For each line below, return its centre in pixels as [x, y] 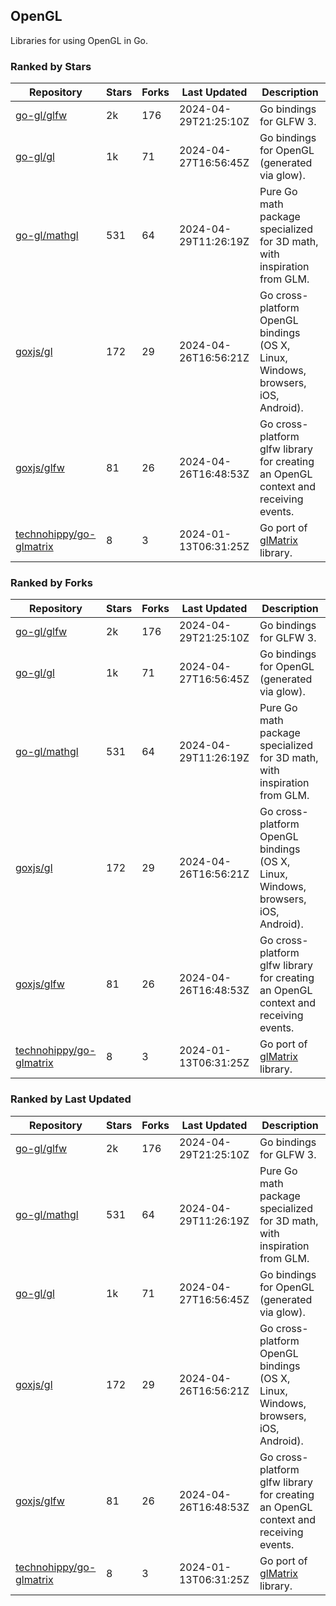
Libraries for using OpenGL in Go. [79, 40]
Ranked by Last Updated [71, 1099]
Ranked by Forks [51, 583]
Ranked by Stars [51, 66]
